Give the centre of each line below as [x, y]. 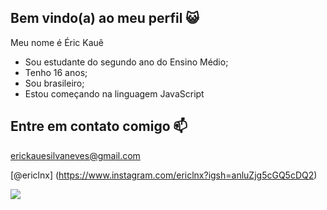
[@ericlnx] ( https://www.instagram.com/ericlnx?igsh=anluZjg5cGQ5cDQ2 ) [164, 175]
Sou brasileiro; [54, 83]
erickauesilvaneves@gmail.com [75, 155]
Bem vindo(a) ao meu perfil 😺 [105, 18]
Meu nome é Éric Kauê [57, 42]
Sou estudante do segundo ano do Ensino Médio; [126, 62]
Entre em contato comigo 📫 [99, 126]
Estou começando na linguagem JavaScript [114, 93]
